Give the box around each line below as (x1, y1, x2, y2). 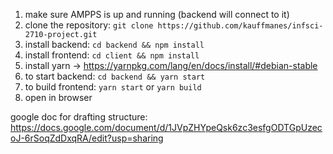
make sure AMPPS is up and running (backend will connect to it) (24, 9, 290, 20)
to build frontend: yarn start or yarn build (24, 81, 202, 93)
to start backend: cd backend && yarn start (24, 70, 206, 82)
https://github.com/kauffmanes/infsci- (157, 21, 324, 31)
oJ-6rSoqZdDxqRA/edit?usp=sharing (10, 132, 164, 144)
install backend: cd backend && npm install (24, 39, 205, 50)
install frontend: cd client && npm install (24, 49, 200, 61)
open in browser (24, 92, 93, 103)
